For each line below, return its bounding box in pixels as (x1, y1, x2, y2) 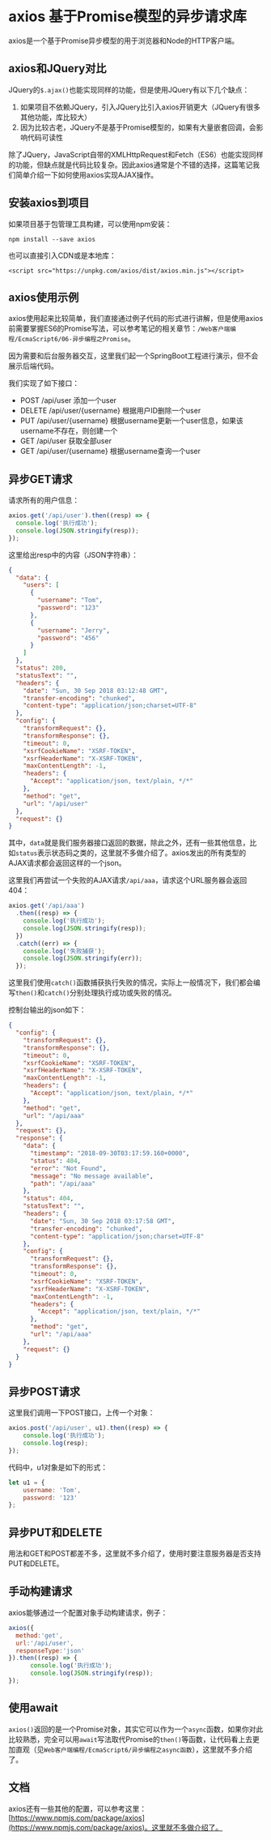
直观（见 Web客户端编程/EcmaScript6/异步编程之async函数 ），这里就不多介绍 (15, 1744, 253, 1754)
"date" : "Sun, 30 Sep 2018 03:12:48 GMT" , (23, 687, 168, 695)
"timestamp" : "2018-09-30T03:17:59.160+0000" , (29, 1149, 190, 1157)
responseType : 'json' (15, 1646, 85, 1654)
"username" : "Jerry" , (37, 626, 111, 635)
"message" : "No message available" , (29, 1172, 154, 1180)
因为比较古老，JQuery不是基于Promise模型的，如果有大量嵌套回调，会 (19, 122, 256, 132)
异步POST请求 (8, 1384, 81, 1398)
